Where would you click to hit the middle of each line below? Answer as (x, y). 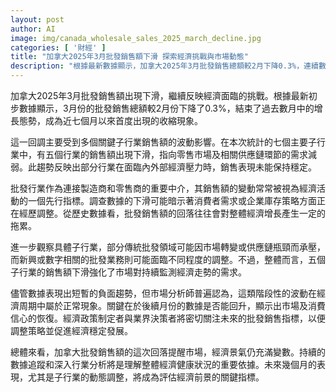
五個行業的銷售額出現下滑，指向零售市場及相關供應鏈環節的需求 (176, 154)
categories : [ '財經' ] (58, 47)
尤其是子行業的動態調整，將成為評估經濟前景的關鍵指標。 (146, 377)
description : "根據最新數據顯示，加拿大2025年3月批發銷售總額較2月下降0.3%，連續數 (168, 66)
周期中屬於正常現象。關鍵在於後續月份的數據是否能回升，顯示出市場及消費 (172, 305)
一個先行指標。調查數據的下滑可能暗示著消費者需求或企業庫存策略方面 (172, 200)
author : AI (33, 29)
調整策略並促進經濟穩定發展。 (71, 330)
